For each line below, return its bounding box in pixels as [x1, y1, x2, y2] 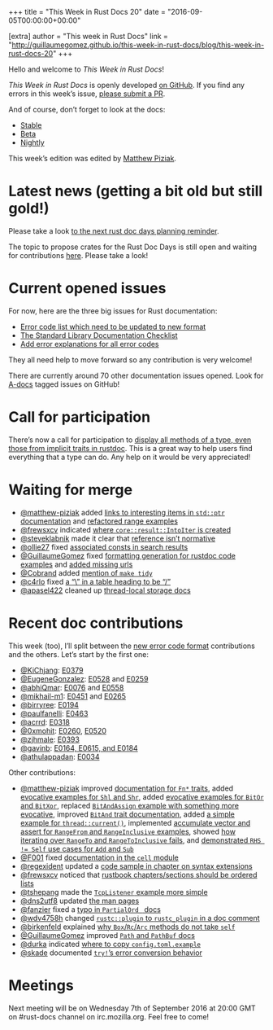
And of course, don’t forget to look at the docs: [8, 105, 166, 114]
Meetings [8, 976, 75, 994]
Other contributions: [8, 767, 76, 777]
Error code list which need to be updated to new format [19, 322, 206, 331]
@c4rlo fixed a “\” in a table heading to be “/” [19, 576, 171, 586]
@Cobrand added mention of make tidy [19, 568, 153, 577]
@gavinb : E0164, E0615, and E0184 [19, 743, 138, 752]
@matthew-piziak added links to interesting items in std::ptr [19, 507, 225, 517]
